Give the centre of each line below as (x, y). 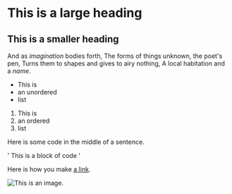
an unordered (37, 92)
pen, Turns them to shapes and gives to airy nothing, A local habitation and (116, 63)
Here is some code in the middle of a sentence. (76, 142)
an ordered (33, 121)
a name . (19, 71)
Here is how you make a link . (49, 169)
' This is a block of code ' (44, 156)
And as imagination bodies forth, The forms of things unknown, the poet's (115, 56)
